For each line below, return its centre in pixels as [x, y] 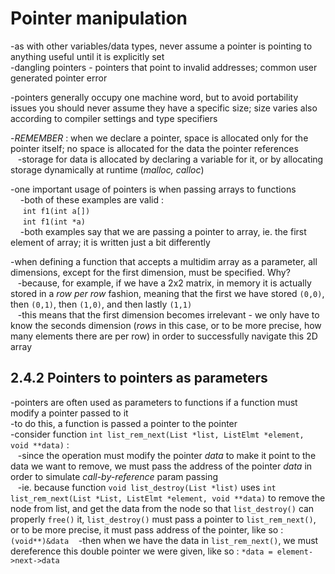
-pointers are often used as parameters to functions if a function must [154, 402]
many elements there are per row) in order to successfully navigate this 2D [164, 336]
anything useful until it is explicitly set [87, 56]
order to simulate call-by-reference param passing [114, 476]
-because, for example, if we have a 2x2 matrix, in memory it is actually [164, 283]
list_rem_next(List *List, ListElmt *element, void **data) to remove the [168, 498]
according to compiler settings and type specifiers [114, 118]
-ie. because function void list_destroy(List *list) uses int [147, 487]
